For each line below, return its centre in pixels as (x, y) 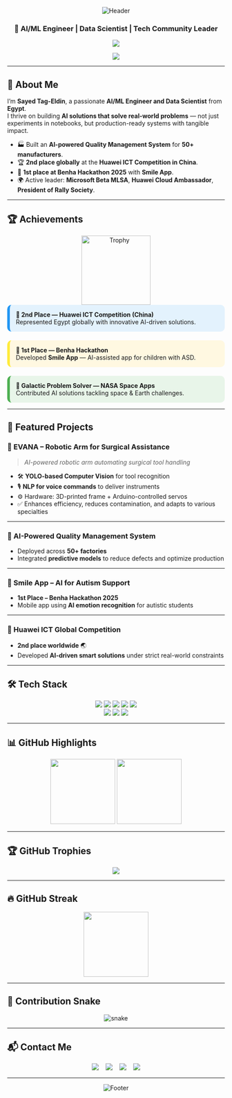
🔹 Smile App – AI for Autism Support (69, 583)
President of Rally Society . (56, 190)
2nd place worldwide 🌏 (52, 645)
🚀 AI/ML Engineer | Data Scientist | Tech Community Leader (116, 28)
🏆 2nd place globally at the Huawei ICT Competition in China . (107, 162)
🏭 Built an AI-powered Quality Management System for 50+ (106, 145)
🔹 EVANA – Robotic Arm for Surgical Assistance (89, 447)
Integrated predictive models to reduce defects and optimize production (120, 558)
